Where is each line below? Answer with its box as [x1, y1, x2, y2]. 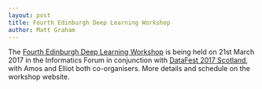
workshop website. [8, 72, 70, 82]
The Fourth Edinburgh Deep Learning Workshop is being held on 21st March [8, 48, 255, 57]
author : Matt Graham [8, 26, 76, 34]
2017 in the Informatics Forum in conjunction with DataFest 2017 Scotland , [8, 55, 249, 65]
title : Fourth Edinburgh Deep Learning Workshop [8, 19, 171, 27]
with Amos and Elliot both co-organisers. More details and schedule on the [8, 64, 250, 73]
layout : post [8, 11, 51, 20]
